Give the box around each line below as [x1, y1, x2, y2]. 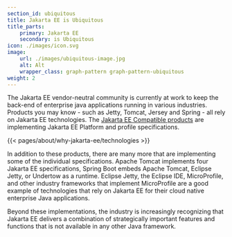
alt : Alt [19, 62, 45, 69]
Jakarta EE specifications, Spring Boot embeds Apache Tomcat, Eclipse [7, 164, 212, 173]
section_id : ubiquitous [7, 10, 76, 17]
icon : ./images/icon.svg [7, 42, 79, 49]
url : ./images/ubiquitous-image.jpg [19, 55, 126, 62]
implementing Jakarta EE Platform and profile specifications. [7, 123, 180, 132]
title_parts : [7, 23, 45, 30]
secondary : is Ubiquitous [19, 36, 95, 43]
